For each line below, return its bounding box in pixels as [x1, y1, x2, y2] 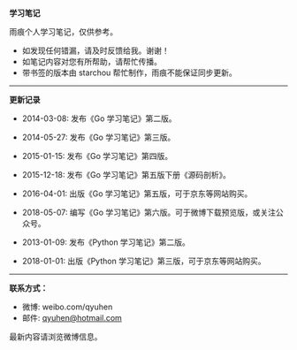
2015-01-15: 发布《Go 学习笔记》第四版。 [21, 151, 173, 161]
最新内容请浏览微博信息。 [9, 331, 103, 342]
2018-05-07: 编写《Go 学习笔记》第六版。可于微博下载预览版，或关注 [21, 207, 277, 217]
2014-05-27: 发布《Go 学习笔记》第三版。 [21, 132, 176, 142]
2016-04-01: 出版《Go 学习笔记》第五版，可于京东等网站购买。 [21, 188, 253, 199]
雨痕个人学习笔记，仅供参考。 [9, 27, 118, 37]
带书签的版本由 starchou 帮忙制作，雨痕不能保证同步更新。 [21, 67, 237, 78]
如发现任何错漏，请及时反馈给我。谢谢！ [21, 45, 170, 56]
